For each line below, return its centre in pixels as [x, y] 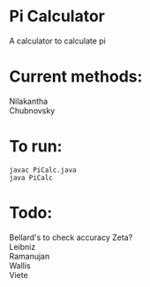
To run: [36, 147]
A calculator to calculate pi [57, 41]
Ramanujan [30, 256]
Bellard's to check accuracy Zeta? [71, 237]
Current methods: [76, 77]
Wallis [20, 265]
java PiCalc [31, 178]
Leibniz [22, 246]
